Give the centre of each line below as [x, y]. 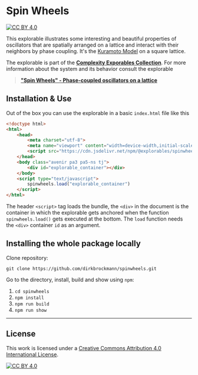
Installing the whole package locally [74, 244]
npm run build [32, 304]
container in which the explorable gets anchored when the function [88, 213]
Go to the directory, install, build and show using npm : [70, 279]
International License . [32, 354]
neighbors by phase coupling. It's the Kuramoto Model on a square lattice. [96, 51]
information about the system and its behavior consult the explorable [90, 68]
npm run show [31, 310]
